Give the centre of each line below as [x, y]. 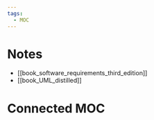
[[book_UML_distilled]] [49, 81]
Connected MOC [56, 108]
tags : [15, 13]
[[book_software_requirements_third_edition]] [82, 73]
